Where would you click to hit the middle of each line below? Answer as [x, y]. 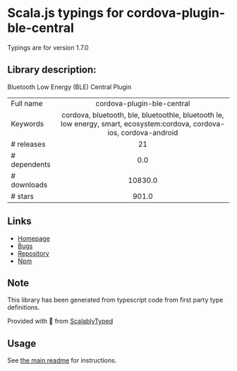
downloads [29, 184]
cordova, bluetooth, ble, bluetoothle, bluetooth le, [143, 114]
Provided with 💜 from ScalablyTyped [60, 321]
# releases [28, 144]
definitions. [24, 307]
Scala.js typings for [66, 13]
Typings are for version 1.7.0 [48, 47]
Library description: [52, 70]
